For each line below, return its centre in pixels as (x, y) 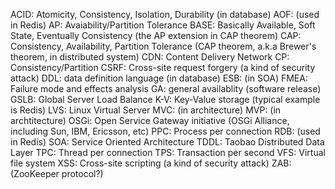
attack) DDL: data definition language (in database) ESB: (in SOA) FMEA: (159, 78)
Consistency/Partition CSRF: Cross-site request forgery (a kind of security (163, 67)
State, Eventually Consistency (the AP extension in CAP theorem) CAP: (156, 35)
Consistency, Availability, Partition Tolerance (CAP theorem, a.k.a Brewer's (163, 46)
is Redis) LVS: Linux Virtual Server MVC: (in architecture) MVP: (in (146, 110)
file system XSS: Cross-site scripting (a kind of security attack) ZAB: (151, 163)
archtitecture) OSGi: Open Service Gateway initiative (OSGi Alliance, (150, 120)
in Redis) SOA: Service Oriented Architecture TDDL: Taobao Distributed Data (167, 142)
